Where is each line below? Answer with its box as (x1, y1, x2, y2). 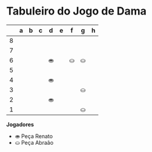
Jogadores (6, 121, 35, 128)
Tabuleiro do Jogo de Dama (6, 4, 147, 18)
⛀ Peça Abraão (15, 139, 54, 146)
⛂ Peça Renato (15, 132, 53, 140)
